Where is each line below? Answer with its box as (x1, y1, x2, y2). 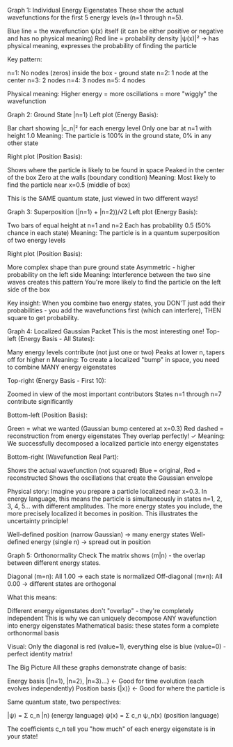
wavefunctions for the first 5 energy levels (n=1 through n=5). (7, 13, 184, 22)
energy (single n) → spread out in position (31, 538, 151, 546)
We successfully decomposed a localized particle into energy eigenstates (7, 439, 219, 447)
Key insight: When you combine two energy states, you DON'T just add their (7, 299, 226, 307)
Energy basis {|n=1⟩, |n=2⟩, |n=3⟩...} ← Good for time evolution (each (7, 677, 204, 685)
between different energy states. (7, 559, 101, 567)
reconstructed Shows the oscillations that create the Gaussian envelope (7, 474, 214, 482)
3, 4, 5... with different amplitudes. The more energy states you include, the (7, 502, 223, 510)
